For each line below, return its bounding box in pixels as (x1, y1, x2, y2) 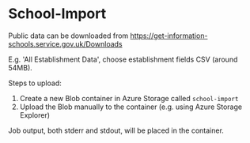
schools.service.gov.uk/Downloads (8, 39, 123, 48)
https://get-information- (130, 31, 208, 40)
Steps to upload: (8, 78, 62, 88)
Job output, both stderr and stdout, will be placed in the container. (8, 126, 224, 135)
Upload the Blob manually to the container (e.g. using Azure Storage (19, 102, 243, 111)
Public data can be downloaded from (8, 31, 129, 40)
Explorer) (19, 110, 50, 119)
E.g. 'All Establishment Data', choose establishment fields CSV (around (8, 55, 238, 64)
